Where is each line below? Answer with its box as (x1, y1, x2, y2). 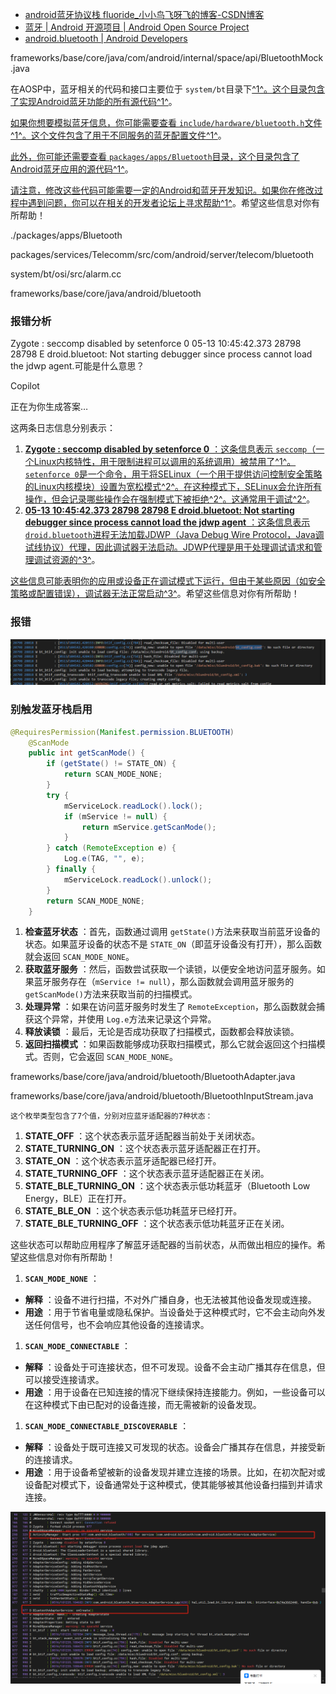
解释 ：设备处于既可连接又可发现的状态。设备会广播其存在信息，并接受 (24, 1441, 317, 1453)
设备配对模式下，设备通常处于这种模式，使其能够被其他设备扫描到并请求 (24, 1479, 323, 1491)
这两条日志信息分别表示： (10, 422, 116, 434)
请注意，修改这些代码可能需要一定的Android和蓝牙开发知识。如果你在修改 (10, 184, 315, 196)
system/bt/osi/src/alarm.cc (10, 268, 122, 280)
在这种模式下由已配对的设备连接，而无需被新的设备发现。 (24, 1399, 262, 1411)
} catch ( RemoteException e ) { (46, 843, 177, 853)
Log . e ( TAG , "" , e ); (63, 854, 145, 864)
